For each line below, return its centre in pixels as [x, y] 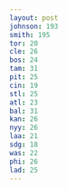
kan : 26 [24, 119]
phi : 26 [24, 161]
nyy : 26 [24, 128]
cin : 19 [24, 85]
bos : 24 [24, 60]
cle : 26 [24, 52]
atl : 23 [24, 102]
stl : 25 [24, 94]
